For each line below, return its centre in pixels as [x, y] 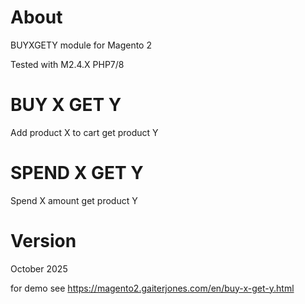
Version [43, 241]
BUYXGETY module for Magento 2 [81, 45]
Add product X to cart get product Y [84, 132]
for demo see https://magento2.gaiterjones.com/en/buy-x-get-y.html [152, 288]
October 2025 [39, 268]
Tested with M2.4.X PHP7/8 [67, 64]
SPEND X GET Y [77, 173]
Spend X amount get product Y [74, 200]
